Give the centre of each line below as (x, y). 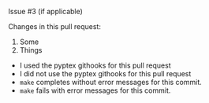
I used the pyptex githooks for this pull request (95, 65)
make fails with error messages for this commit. (95, 90)
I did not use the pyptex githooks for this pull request (105, 74)
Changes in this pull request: (54, 26)
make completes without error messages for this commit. (111, 82)
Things (31, 50)
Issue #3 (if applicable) (45, 11)
